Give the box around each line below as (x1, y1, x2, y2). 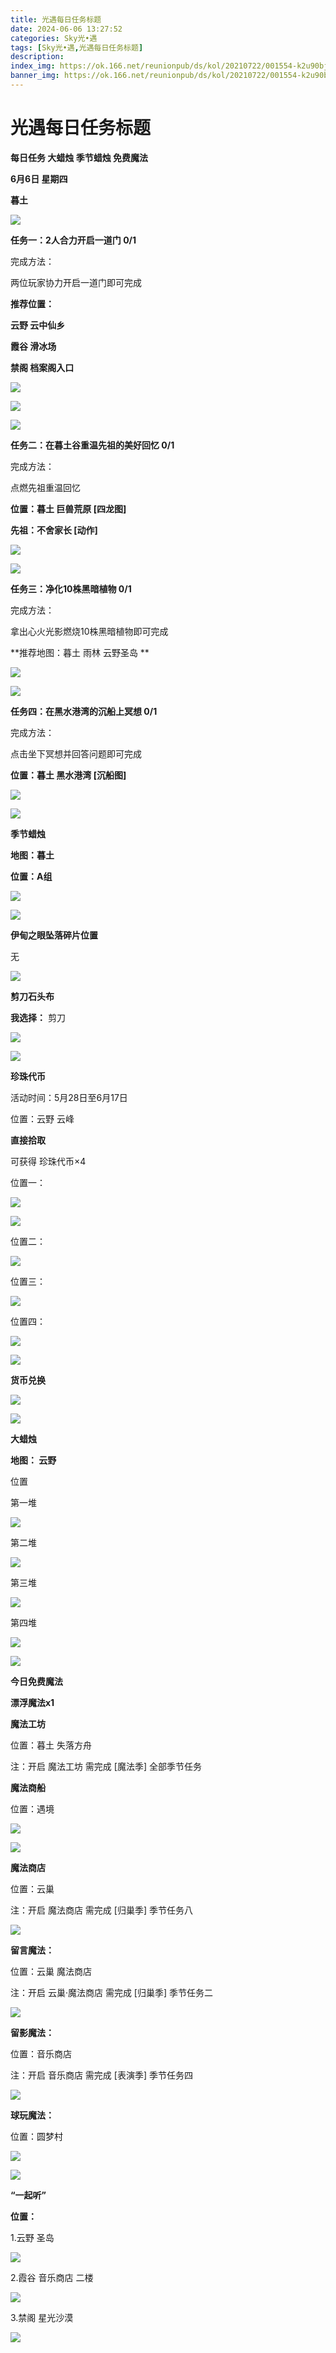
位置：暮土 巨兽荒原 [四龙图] (10, 502, 127, 515)
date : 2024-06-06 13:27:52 (10, 24, 123, 34)
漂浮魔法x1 (10, 1696, 55, 1708)
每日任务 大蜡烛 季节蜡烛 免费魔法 (10, 151, 148, 163)
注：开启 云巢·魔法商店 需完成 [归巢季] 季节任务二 (10, 1986, 213, 1998)
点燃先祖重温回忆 (10, 481, 81, 493)
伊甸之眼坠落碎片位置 (10, 929, 98, 941)
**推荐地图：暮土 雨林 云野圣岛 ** (10, 646, 150, 658)
